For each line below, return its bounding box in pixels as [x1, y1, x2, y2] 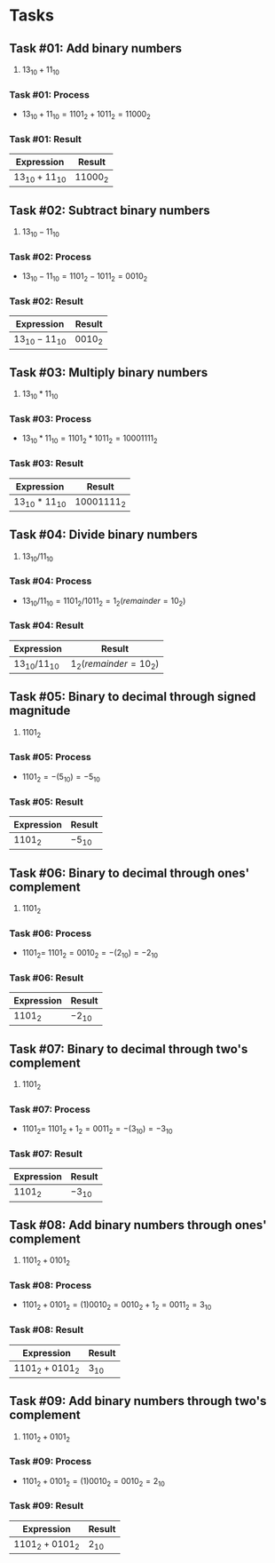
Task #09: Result [9, 1500, 84, 1512]
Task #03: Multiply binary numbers [9, 365, 208, 380]
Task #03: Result [9, 457, 84, 470]
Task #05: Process [9, 751, 91, 764]
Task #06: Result [9, 972, 84, 984]
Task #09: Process [9, 1456, 91, 1468]
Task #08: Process [9, 1280, 91, 1292]
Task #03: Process [9, 413, 91, 425]
